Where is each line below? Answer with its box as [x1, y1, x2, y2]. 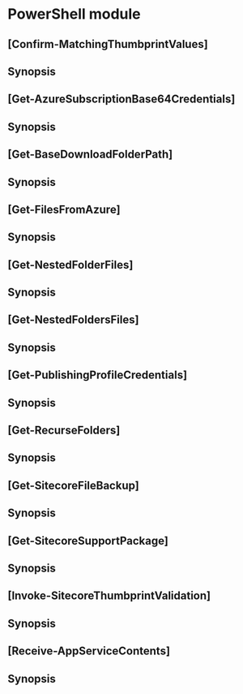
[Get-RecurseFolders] [7, 424, 121, 438]
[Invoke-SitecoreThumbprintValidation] [7, 589, 211, 603]
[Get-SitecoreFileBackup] [7, 478, 139, 492]
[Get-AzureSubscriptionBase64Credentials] [7, 93, 236, 106]
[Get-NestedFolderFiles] [7, 257, 134, 272]
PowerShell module [7, 5, 141, 24]
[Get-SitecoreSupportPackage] [7, 533, 169, 548]
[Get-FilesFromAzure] [7, 202, 121, 216]
